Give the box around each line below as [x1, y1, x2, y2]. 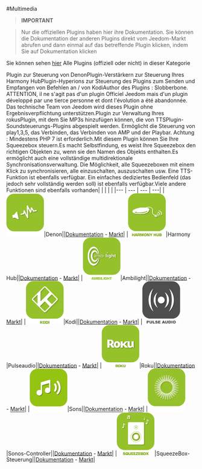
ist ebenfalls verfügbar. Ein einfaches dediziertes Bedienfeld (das [29, 174, 191, 180]
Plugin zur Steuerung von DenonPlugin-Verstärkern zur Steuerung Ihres [6, 71, 185, 78]
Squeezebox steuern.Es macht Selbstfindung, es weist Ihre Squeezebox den [6, 142, 196, 148]
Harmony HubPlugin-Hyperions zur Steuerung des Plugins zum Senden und [6, 78, 195, 85]
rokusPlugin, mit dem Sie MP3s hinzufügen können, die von [6, 116, 155, 123]
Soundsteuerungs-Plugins [6, 123, 71, 129]
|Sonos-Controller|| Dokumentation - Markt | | [6, 450, 118, 457]
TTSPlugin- [156, 116, 184, 123]
